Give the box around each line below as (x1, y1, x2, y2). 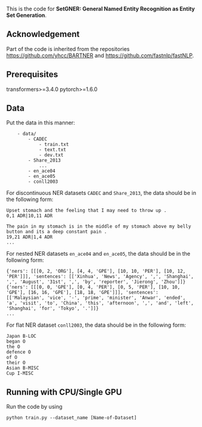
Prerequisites (6, 69, 58, 80)
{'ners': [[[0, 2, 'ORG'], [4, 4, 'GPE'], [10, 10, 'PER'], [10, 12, (6, 268, 186, 275)
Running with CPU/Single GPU (6, 387, 123, 397)
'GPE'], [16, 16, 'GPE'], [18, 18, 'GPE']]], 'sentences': (6, 290, 159, 296)
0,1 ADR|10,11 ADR (6, 213, 53, 219)
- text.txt (38, 147, 67, 153)
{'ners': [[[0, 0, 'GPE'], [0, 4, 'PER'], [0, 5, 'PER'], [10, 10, (6, 284, 181, 290)
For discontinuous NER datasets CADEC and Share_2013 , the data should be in (6, 190, 197, 197)
